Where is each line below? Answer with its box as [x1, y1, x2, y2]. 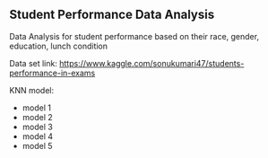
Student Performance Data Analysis [9, 7, 215, 22]
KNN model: [9, 84, 55, 95]
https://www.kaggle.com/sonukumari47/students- [59, 57, 245, 68]
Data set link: [9, 57, 58, 68]
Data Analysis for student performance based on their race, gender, [9, 31, 260, 41]
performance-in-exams [9, 67, 96, 78]
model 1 [22, 102, 52, 113]
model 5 [22, 140, 53, 151]
